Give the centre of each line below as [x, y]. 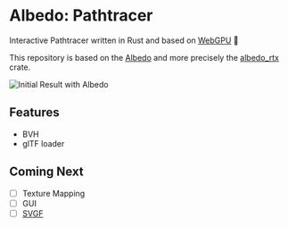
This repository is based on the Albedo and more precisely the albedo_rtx [144, 57]
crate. [20, 67]
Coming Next [46, 172]
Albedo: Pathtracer [81, 16]
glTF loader [43, 143]
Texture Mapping [53, 193]
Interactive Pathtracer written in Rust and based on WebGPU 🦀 [124, 40]
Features [34, 113]
